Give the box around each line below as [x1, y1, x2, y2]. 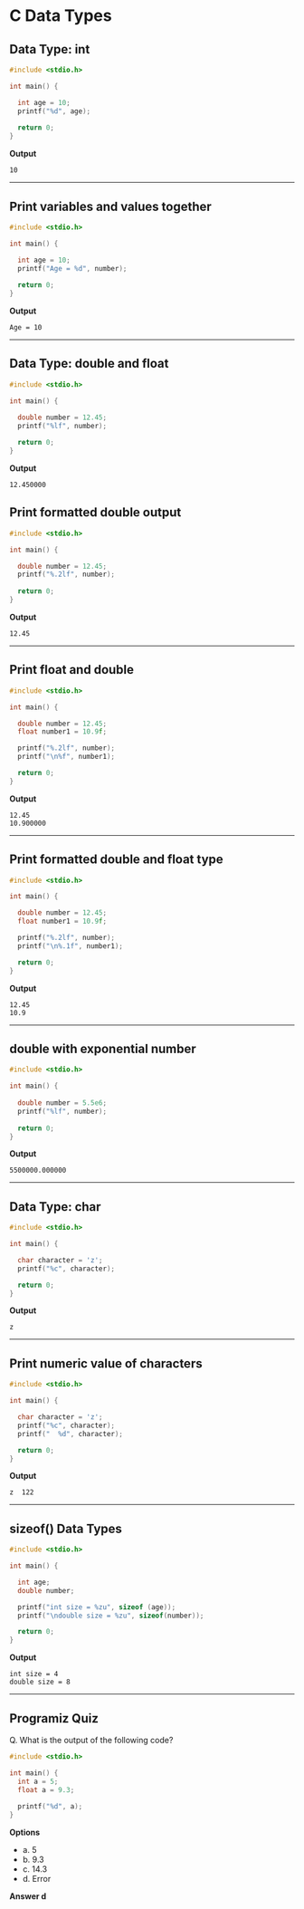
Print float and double [9, 662, 134, 677]
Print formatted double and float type [9, 852, 223, 868]
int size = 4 [9, 1670, 59, 1679]
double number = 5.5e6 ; [17, 1098, 107, 1108]
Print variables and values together [9, 198, 213, 214]
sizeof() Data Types [9, 1520, 122, 1536]
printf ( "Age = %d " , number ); [17, 264, 128, 273]
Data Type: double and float [9, 356, 169, 371]
